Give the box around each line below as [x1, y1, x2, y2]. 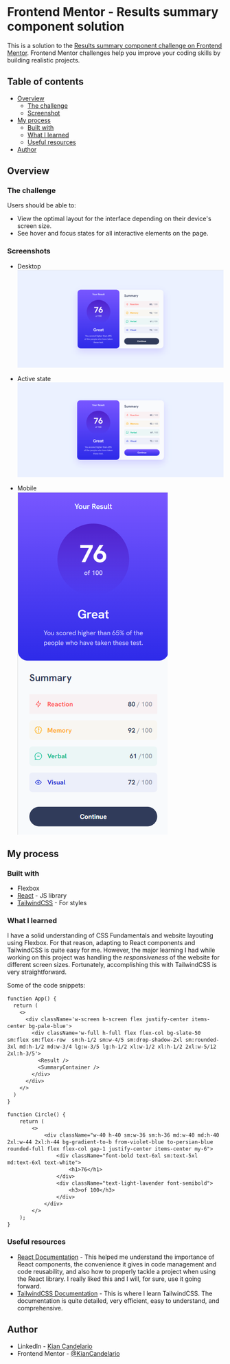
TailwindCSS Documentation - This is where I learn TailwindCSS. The [16, 1289, 213, 1297]
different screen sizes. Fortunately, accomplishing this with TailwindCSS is [7, 961, 218, 969]
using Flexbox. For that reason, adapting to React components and [7, 939, 196, 947]
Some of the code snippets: [7, 981, 86, 990]
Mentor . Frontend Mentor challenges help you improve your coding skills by [7, 49, 221, 57]
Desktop [16, 262, 41, 270]
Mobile [16, 484, 37, 492]
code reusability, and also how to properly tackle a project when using [16, 1267, 216, 1275]
